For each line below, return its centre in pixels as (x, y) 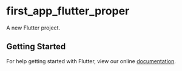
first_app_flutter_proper (68, 11)
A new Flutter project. (33, 28)
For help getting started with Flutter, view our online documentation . (91, 61)
